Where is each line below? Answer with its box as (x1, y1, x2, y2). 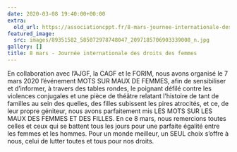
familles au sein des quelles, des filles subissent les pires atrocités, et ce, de (7, 99, 229, 107)
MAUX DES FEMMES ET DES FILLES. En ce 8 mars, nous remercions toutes (7, 114, 227, 122)
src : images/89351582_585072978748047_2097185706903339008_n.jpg (13, 37, 210, 44)
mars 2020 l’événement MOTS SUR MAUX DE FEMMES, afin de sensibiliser (7, 76, 226, 85)
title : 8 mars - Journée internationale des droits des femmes (7, 50, 197, 57)
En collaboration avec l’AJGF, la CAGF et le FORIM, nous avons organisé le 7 (7, 69, 229, 78)
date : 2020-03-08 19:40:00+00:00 (7, 10, 106, 18)
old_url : (13, 23, 39, 30)
